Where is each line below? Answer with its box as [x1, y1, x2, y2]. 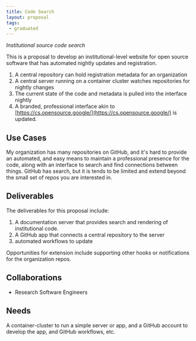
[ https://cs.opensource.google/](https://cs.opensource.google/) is [14, 109, 177, 116]
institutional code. [14, 225, 59, 232]
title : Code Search [6, 8, 55, 15]
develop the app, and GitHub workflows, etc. [6, 328, 116, 335]
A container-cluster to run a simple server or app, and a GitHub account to [6, 321, 188, 328]
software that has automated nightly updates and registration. [6, 60, 157, 67]
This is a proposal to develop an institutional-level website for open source [6, 53, 189, 60]
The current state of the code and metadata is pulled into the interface [14, 90, 187, 97]
